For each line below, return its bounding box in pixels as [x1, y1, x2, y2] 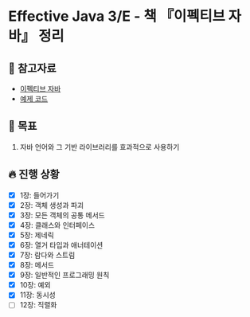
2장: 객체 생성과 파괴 [19, 200, 84, 209]
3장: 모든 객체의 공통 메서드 [19, 210, 105, 220]
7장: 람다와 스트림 [19, 250, 76, 260]
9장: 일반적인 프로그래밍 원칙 [19, 270, 110, 280]
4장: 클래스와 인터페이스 [19, 220, 96, 229]
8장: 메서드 [19, 260, 54, 270]
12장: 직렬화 [19, 300, 57, 310]
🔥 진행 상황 [8, 168, 60, 182]
